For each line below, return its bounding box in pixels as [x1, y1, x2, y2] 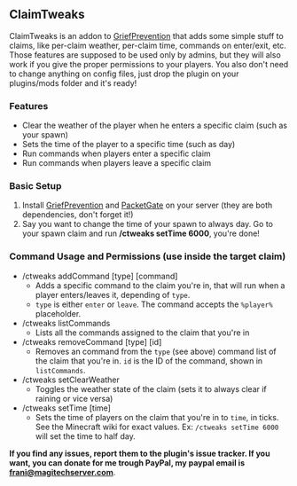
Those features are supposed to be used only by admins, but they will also [9, 49, 281, 60]
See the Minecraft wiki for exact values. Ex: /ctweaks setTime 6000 [35, 421, 279, 432]
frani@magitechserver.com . [9, 466, 116, 477]
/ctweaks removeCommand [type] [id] [21, 336, 162, 347]
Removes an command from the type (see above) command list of [35, 346, 277, 357]
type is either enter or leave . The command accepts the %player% [35, 299, 273, 310]
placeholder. [35, 308, 82, 318]
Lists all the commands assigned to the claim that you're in [35, 327, 250, 338]
